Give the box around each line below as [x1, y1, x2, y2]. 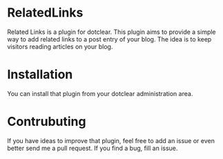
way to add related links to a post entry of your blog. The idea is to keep [7, 35, 212, 43]
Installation [7, 67, 73, 82]
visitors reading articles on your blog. [7, 42, 113, 50]
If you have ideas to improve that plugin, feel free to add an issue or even [7, 136, 215, 144]
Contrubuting [7, 114, 86, 129]
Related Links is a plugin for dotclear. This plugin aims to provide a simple [7, 28, 216, 36]
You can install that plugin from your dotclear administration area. [7, 89, 193, 97]
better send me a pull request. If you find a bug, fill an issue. [7, 144, 178, 152]
